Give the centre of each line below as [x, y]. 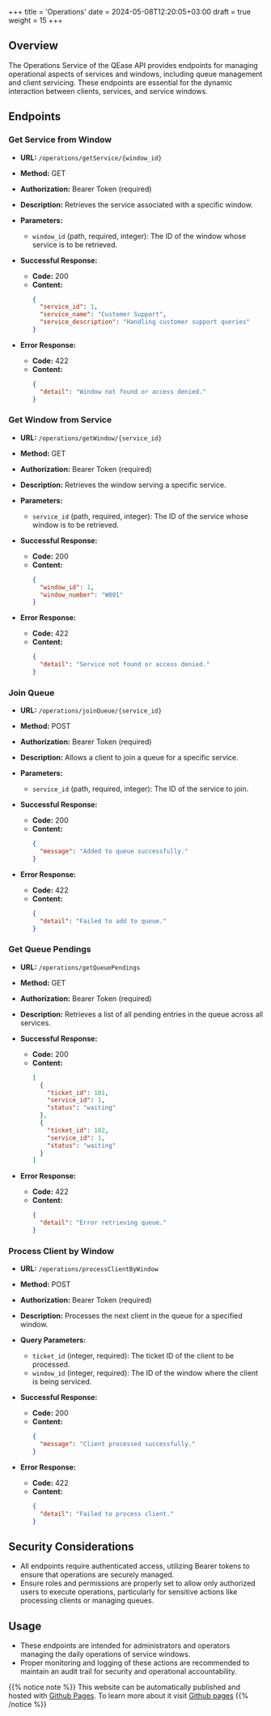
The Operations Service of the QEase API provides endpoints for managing [133, 65]
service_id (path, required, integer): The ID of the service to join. [140, 789]
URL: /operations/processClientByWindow [89, 1269]
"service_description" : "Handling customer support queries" [145, 322]
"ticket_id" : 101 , [78, 1093]
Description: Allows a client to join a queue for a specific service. [129, 758]
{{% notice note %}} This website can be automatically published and [125, 1687]
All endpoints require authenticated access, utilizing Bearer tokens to [135, 1566]
